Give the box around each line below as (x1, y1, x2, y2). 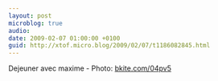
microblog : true (8, 19, 63, 27)
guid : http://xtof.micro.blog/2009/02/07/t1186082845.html (8, 42, 211, 50)
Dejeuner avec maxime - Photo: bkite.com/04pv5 (8, 63, 171, 73)
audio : (8, 26, 31, 34)
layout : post (8, 11, 52, 20)
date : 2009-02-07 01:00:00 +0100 (8, 34, 121, 43)
